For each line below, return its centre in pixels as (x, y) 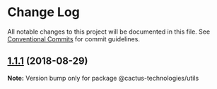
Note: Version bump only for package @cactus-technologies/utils (103, 78)
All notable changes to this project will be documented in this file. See (109, 32)
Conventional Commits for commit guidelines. (74, 39)
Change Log (43, 12)
